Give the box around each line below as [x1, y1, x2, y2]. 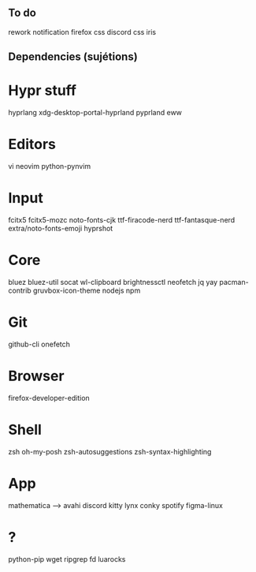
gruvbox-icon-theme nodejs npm [32, 286, 141, 295]
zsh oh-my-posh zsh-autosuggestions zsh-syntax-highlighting [8, 447, 212, 456]
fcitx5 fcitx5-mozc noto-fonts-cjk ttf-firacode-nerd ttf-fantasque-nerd [8, 215, 236, 225]
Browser [8, 367, 65, 385]
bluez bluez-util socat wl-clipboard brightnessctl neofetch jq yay [8, 277, 218, 286]
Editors [8, 136, 57, 153]
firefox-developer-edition [8, 393, 91, 402]
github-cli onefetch [8, 339, 71, 349]
